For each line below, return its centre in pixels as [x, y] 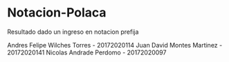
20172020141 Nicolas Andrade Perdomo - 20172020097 [87, 52]
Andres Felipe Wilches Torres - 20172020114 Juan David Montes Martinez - [115, 45]
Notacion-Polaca [57, 13]
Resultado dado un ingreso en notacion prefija [73, 32]
